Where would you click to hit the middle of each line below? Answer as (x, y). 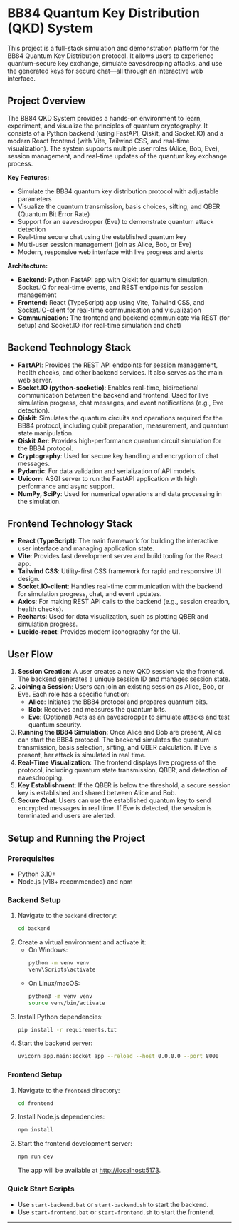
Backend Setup (34, 899)
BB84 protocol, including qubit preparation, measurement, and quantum (123, 425)
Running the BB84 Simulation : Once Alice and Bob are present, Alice (119, 732)
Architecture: (28, 266)
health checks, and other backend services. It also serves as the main (120, 372)
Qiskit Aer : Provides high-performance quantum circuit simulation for (119, 440)
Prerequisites (31, 858)
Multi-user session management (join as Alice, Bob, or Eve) (105, 244)
